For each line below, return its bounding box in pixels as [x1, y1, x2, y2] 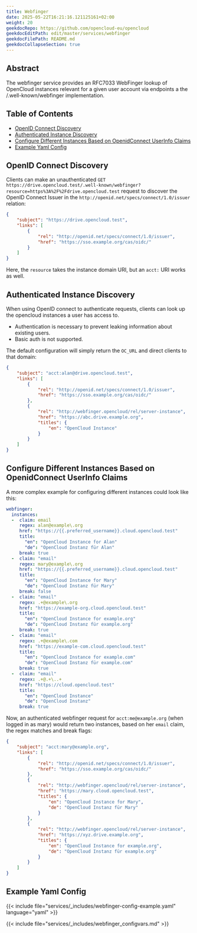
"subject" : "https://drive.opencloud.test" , [17, 217, 128, 223]
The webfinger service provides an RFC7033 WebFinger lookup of [6, 79, 168, 86]
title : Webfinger [6, 8, 49, 15]
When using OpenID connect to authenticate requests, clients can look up [6, 305, 186, 312]
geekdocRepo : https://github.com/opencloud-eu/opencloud [6, 25, 149, 31]
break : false [19, 589, 51, 594]
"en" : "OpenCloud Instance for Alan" [24, 539, 117, 545]
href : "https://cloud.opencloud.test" [19, 682, 115, 688]
